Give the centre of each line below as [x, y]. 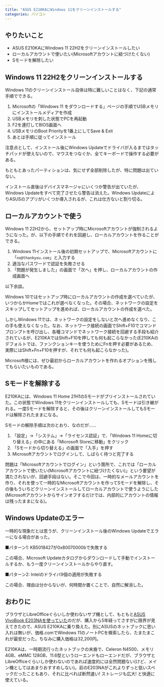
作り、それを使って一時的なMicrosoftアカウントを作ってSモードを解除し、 [80, 483]
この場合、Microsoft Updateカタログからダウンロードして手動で [70, 558]
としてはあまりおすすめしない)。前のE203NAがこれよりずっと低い [80, 668]
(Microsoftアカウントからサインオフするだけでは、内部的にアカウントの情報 [82, 495]
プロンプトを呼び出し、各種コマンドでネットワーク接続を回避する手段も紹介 [82, 331]
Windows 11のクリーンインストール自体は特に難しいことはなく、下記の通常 [81, 90]
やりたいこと [24, 35]
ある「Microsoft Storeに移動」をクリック [87, 441]
